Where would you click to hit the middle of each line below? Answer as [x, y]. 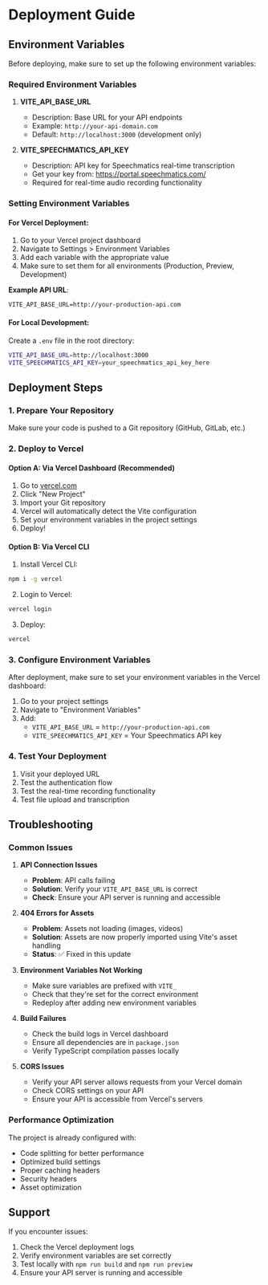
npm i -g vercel [35, 579]
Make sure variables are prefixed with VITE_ [104, 986]
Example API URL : [39, 290]
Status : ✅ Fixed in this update [81, 954]
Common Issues [41, 847]
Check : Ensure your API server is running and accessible [126, 897]
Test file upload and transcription [75, 799]
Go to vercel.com [49, 486]
